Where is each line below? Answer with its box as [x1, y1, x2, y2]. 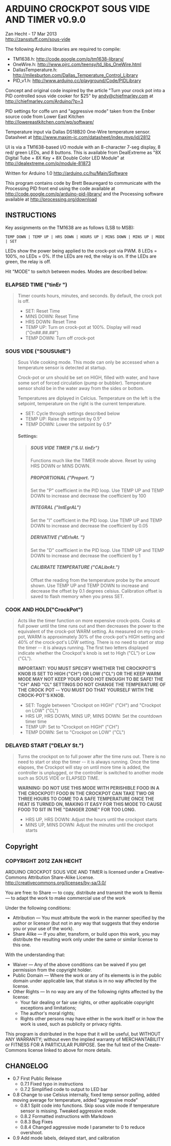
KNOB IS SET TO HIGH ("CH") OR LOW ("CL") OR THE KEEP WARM [17, 670, 161, 677]
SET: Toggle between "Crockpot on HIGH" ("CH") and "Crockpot [25, 702, 161, 708]
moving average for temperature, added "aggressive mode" [12, 1097, 138, 1103]
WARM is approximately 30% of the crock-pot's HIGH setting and [27, 634, 164, 640]
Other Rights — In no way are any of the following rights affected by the [12, 989, 163, 995]
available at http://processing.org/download [5, 196, 97, 202]
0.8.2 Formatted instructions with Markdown [20, 1113, 113, 1119]
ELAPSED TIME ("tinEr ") [5, 281, 68, 288]
